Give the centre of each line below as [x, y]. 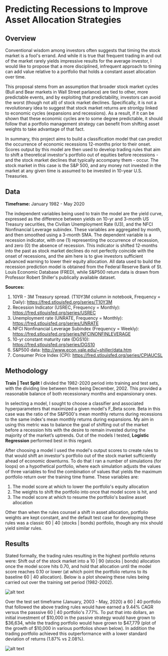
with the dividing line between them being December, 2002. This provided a [83, 388]
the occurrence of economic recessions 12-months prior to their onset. [78, 144]
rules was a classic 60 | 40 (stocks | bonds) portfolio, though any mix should [84, 523]
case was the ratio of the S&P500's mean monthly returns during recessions [84, 414]
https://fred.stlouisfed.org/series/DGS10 [53, 344]
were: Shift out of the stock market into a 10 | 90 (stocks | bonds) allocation [83, 561]
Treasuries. [17, 176]
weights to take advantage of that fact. [45, 129]
